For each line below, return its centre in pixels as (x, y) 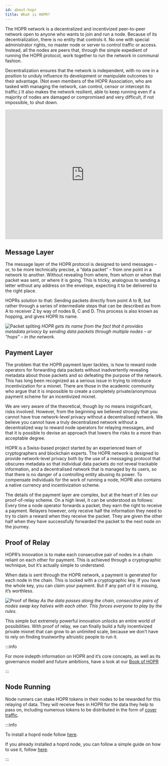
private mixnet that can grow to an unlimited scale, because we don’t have (82, 631)
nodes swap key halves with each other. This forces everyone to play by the (84, 606)
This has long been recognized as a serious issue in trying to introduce (78, 380)
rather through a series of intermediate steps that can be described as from (83, 306)
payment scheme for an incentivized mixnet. (51, 397)
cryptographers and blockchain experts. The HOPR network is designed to (82, 453)
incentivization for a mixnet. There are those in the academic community (80, 386)
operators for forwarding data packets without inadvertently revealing (77, 370)
